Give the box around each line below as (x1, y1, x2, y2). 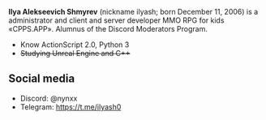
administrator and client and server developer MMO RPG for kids (8, 15, 225, 25)
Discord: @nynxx (19, 93, 78, 103)
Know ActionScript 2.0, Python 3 (19, 40, 130, 49)
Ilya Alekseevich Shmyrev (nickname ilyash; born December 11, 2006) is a (8, 7, 259, 16)
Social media (8, 72, 75, 86)
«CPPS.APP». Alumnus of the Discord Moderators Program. (8, 24, 208, 33)
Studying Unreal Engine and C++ (19, 49, 131, 58)
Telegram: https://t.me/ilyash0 (19, 101, 122, 112)
